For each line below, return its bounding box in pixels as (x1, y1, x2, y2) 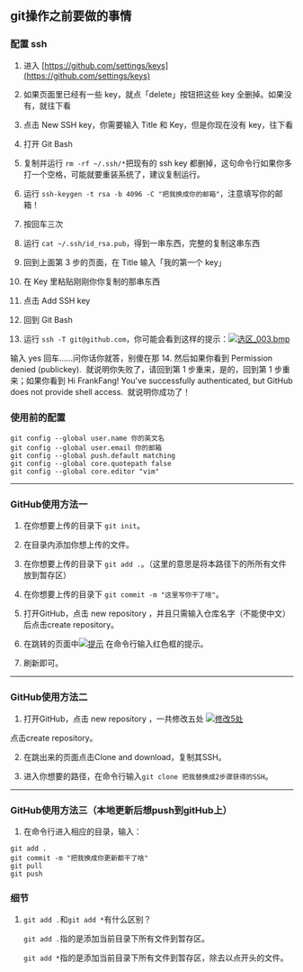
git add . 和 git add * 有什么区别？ (22, 914, 152, 925)
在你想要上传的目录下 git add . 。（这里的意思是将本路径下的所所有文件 (22, 558, 287, 570)
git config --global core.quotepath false (10, 459, 172, 468)
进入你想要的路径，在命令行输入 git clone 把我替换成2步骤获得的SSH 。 (22, 770, 273, 782)
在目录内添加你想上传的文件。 (22, 539, 134, 550)
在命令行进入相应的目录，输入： (22, 826, 142, 837)
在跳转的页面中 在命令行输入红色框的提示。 (22, 638, 209, 649)
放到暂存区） (22, 570, 71, 581)
